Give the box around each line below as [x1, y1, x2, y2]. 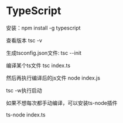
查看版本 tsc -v [6, 36, 43, 44]
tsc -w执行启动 [6, 87, 42, 94]
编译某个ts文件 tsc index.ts [6, 62, 71, 69]
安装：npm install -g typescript [6, 24, 81, 31]
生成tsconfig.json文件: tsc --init [6, 49, 82, 56]
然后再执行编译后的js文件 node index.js [6, 74, 101, 81]
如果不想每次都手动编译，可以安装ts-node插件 [6, 99, 118, 107]
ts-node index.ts [6, 111, 46, 118]
